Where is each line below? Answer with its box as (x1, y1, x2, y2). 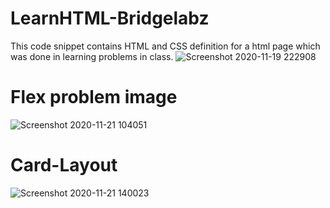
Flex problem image (10, 86, 178, 109)
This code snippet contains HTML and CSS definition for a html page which (10, 40, 321, 52)
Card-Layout (10, 154, 118, 177)
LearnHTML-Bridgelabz (10, 7, 210, 30)
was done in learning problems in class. (10, 50, 174, 62)
